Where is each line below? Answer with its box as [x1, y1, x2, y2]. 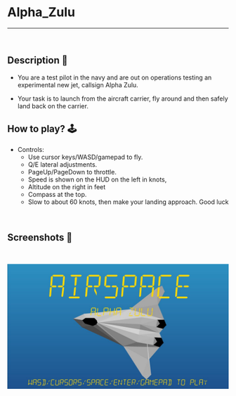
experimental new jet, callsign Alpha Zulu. [17, 80, 138, 89]
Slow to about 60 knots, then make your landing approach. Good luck [27, 198, 229, 206]
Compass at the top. [27, 190, 87, 198]
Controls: [17, 145, 44, 153]
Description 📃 [7, 54, 68, 67]
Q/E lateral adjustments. [27, 160, 98, 169]
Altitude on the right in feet [27, 182, 106, 191]
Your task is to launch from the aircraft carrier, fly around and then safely [17, 94, 228, 103]
